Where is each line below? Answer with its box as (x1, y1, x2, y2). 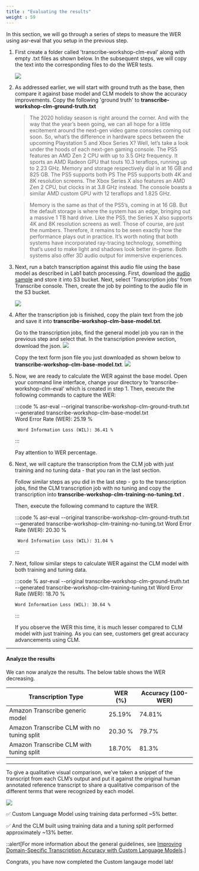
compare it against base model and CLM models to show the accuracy (14, 90, 188, 97)
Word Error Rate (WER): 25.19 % (14, 415, 93, 422)
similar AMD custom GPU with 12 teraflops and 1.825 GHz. (29, 189, 172, 197)
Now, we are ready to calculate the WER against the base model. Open (14, 372, 188, 379)
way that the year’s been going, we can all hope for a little (29, 120, 171, 128)
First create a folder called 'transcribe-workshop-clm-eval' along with (14, 48, 185, 55)
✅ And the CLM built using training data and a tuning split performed (6, 822, 174, 829)
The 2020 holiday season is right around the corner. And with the (29, 114, 189, 121)
